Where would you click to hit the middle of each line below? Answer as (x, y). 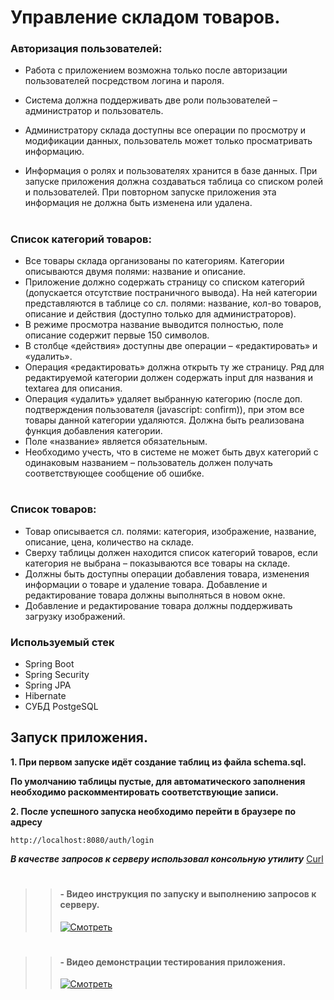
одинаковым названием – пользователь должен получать (148, 463)
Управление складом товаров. (145, 17)
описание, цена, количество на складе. (109, 542)
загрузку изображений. (75, 616)
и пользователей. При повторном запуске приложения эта (150, 192)
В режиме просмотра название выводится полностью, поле (154, 325)
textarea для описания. (73, 388)
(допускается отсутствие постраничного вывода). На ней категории (171, 293)
